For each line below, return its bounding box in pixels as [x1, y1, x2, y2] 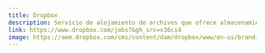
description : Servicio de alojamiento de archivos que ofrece [8, 19, 217, 26]
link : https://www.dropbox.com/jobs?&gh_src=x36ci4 [8, 26, 181, 34]
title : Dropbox [8, 11, 58, 19]
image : [8, 33, 30, 41]
